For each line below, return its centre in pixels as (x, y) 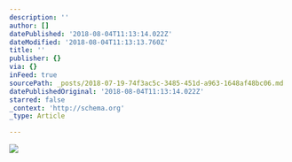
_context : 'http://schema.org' (67, 108)
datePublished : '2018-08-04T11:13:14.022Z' (91, 34)
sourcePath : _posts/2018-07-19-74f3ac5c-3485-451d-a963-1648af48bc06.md (146, 83)
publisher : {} (36, 58)
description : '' (39, 17)
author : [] (29, 26)
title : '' (28, 50)
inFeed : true (33, 75)
